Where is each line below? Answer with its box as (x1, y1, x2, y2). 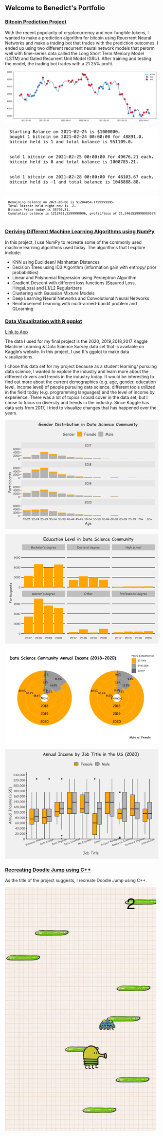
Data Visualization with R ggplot (5, 318, 82, 325)
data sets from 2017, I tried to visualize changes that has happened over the (5, 405, 157, 411)
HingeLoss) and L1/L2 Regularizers (12, 285, 82, 291)
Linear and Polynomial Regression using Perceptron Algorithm (12, 274, 137, 280)
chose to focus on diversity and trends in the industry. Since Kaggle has (5, 399, 149, 405)
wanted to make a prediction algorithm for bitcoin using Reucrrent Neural (5, 35, 152, 40)
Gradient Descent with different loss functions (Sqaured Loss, (12, 280, 136, 286)
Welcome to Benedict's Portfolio (5, 4, 106, 12)
